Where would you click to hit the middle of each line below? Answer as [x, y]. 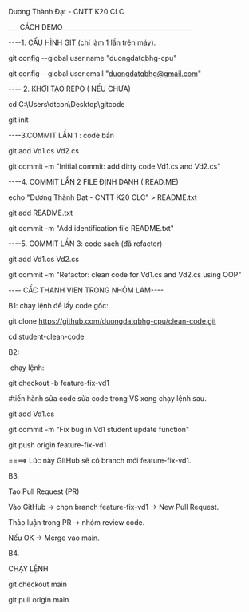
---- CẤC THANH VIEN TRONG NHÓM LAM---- [86, 290]
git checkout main [38, 584]
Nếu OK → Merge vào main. [54, 538]
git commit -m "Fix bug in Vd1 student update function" [99, 429]
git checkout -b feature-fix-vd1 [59, 383]
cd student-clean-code [46, 336]
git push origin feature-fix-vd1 [57, 445]
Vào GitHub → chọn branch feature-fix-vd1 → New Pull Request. [114, 507]
